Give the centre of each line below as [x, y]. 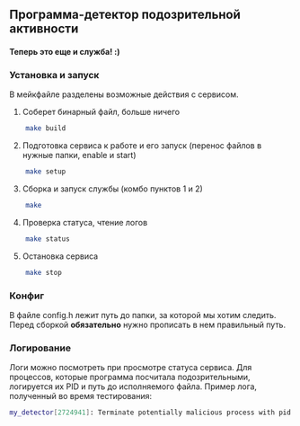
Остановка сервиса [60, 256]
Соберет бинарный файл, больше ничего [101, 112]
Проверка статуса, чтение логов [85, 222]
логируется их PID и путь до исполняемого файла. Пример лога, [133, 386]
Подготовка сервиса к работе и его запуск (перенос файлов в [142, 146]
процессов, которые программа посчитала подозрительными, [130, 377]
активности [44, 29]
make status [48, 239]
